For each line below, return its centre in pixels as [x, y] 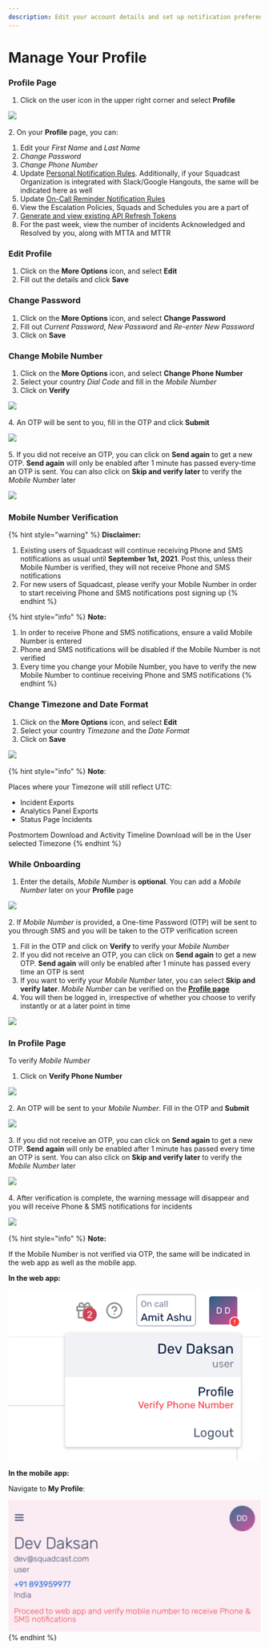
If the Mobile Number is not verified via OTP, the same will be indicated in [129, 1254]
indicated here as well [56, 190]
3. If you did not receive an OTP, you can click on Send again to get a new [131, 1141]
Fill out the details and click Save [74, 280]
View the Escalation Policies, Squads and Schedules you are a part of [134, 208]
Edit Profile [30, 254]
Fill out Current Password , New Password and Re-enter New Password [137, 326]
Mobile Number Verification [63, 517]
